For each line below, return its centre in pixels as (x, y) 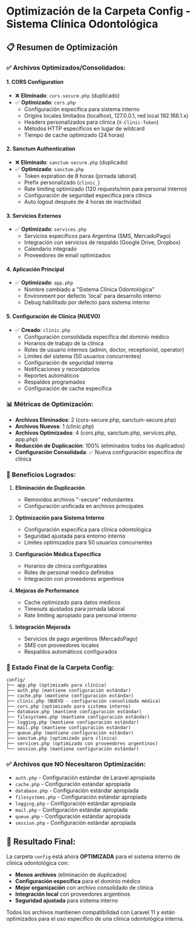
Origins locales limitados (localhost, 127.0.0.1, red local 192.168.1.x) (106, 115)
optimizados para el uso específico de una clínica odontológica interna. (95, 918)
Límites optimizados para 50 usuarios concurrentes (88, 543)
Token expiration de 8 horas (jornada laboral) (80, 176)
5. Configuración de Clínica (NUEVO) (54, 316)
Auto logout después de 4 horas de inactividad (82, 202)
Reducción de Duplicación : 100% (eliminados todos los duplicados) (100, 445)
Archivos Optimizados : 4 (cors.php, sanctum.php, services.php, (96, 433)
